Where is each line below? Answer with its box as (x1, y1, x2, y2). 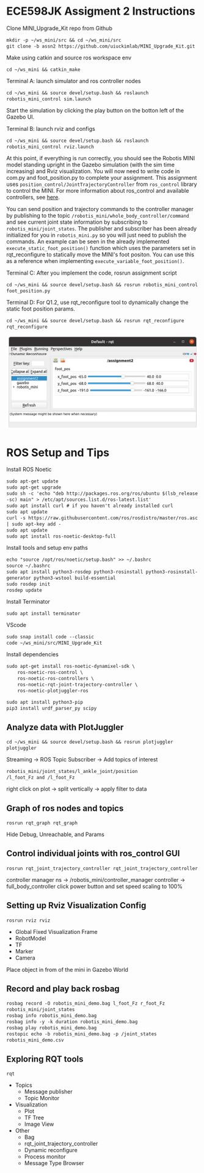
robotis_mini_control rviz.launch (6, 144, 95, 150)
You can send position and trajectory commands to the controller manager (6, 205, 194, 212)
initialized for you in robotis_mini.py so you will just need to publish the (6, 231, 187, 239)
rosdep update (6, 587, 43, 594)
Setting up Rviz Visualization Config (6, 900, 147, 911)
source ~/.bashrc (6, 563, 51, 569)
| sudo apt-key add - (6, 521, 62, 527)
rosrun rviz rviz (6, 917, 51, 923)
